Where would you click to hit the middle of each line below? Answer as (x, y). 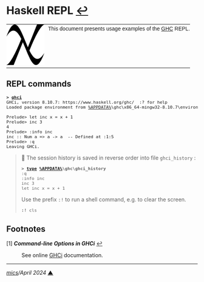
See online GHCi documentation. (62, 255)
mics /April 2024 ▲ (30, 273)
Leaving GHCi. (23, 147)
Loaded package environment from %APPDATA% (59, 107)
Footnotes (26, 229)
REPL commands (39, 84)
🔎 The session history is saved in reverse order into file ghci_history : (108, 158)
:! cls (29, 210)
